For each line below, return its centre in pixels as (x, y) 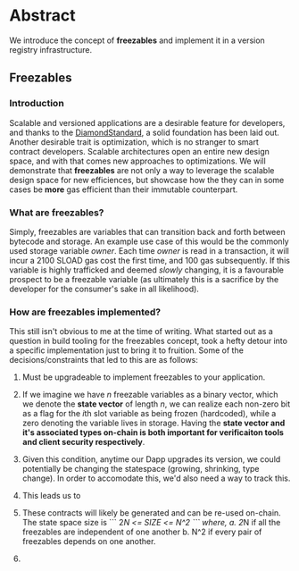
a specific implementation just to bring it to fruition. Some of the (126, 350)
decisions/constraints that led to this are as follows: (104, 360)
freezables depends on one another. (89, 542)
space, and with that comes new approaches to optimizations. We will (137, 161)
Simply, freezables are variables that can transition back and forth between (147, 231)
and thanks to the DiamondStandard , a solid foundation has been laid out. (144, 132)
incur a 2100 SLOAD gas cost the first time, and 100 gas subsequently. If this (149, 260)
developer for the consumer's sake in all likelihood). (104, 289)
